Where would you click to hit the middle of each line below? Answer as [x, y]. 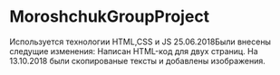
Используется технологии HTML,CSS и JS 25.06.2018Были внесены [140, 42]
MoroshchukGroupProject [110, 17]
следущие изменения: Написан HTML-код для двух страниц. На [134, 51]
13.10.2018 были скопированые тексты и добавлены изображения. [137, 61]
